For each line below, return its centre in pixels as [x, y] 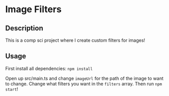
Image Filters [34, 9]
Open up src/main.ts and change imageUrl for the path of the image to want [84, 78]
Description [24, 28]
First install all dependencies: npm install [49, 68]
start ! [12, 89]
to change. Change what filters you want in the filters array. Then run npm [84, 84]
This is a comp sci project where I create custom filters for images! [75, 40]
